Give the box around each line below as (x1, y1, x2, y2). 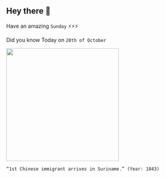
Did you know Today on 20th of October (6, 36, 107, 43)
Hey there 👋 (6, 6, 51, 16)
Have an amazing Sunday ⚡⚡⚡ (6, 22, 79, 29)
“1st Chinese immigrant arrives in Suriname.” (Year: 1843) (6, 166, 160, 172)
